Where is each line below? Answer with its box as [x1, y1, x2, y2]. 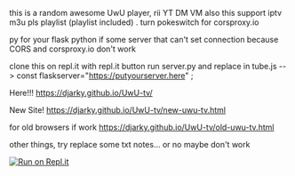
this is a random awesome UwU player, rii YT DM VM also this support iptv [9, 8, 283, 18]
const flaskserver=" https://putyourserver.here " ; [16, 70, 194, 81]
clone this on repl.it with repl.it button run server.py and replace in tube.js [9, 61, 277, 71]
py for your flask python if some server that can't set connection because [9, 35, 279, 44]
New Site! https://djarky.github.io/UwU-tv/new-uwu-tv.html [9, 105, 227, 115]
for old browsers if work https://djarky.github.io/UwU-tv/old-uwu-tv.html [9, 122, 275, 132]
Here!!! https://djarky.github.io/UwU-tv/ [9, 88, 153, 98]
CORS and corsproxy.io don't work [9, 44, 136, 54]
